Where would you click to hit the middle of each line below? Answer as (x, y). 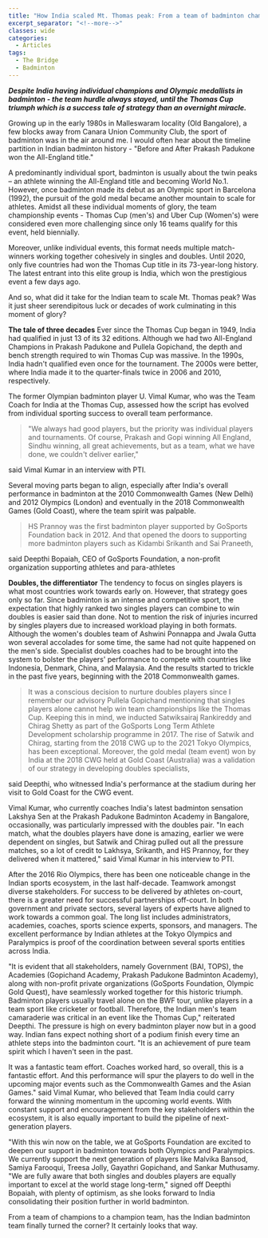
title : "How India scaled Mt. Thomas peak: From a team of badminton (126, 16)
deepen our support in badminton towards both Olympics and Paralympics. (132, 1150)
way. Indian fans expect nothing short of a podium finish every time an (124, 1034)
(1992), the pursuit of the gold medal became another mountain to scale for (132, 198)
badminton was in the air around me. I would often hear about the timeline (130, 140)
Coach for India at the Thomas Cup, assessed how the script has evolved (128, 404)
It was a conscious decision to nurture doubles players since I (129, 691)
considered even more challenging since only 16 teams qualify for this (123, 223)
